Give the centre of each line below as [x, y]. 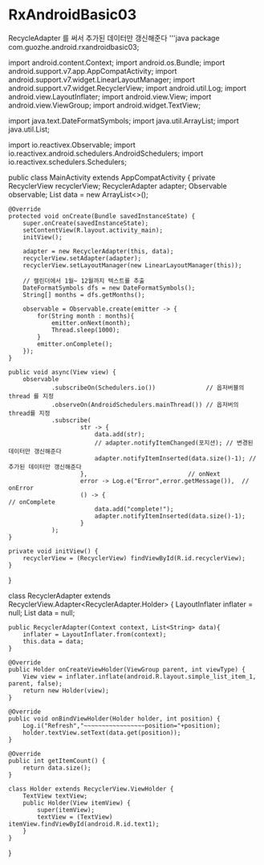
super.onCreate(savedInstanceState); [86, 223]
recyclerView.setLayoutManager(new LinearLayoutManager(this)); [132, 265]
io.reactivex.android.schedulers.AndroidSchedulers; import [106, 153]
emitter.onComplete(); [75, 344]
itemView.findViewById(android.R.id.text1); [84, 824]
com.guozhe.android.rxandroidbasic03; [74, 47]
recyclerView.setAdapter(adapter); [82, 258]
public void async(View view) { [62, 372]
